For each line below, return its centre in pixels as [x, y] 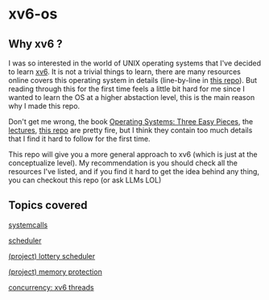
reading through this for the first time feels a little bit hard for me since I [127, 89]
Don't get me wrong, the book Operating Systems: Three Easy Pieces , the [131, 121]
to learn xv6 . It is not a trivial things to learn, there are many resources [125, 72]
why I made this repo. [44, 106]
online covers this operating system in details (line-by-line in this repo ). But [133, 80]
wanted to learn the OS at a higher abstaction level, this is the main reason [132, 97]
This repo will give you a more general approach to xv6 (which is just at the [133, 154]
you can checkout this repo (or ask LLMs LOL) [85, 180]
